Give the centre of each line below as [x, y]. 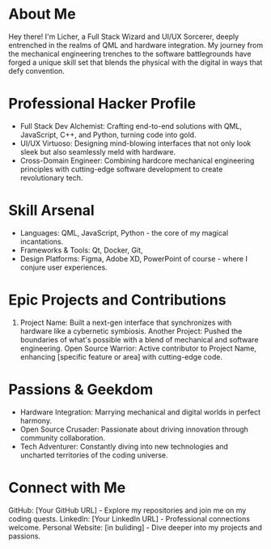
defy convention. [36, 70]
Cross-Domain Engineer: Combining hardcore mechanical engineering [137, 160]
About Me [42, 14]
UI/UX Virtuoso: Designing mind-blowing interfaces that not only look [135, 143]
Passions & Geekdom [81, 389]
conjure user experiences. [64, 267]
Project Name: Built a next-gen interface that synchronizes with [126, 322]
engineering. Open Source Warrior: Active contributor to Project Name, [138, 348]
